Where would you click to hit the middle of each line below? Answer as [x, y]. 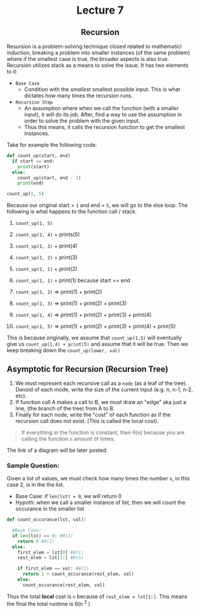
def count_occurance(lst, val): [46, 520]
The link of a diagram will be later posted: [57, 450]
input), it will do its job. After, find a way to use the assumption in [103, 114]
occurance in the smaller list [50, 509]
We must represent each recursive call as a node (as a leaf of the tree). [101, 383]
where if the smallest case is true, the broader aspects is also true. [88, 59]
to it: [12, 71]
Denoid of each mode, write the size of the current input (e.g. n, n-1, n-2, [104, 389]
